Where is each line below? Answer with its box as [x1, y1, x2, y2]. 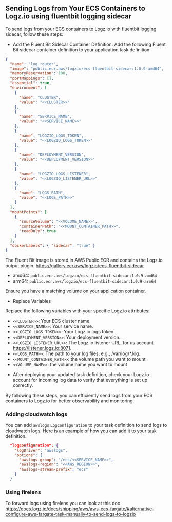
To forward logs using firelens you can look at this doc [5, 500, 121, 507]
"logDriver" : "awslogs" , [14, 448, 68, 453]
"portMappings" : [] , [10, 76, 54, 81]
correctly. [12, 382, 33, 388]
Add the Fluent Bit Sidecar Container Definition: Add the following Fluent [12, 41, 166, 47]
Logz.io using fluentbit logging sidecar [5, 12, 132, 21]
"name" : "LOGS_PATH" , [18, 190, 66, 196]
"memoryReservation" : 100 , [10, 71, 68, 76]
